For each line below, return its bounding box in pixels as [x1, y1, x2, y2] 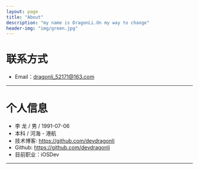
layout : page [6, 8, 38, 15]
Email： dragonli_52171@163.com [14, 73, 95, 81]
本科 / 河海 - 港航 [14, 130, 57, 137]
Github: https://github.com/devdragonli [14, 144, 111, 151]
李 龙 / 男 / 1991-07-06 [14, 123, 70, 130]
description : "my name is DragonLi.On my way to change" [6, 20, 150, 25]
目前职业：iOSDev [14, 151, 59, 158]
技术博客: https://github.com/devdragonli [14, 137, 115, 145]
